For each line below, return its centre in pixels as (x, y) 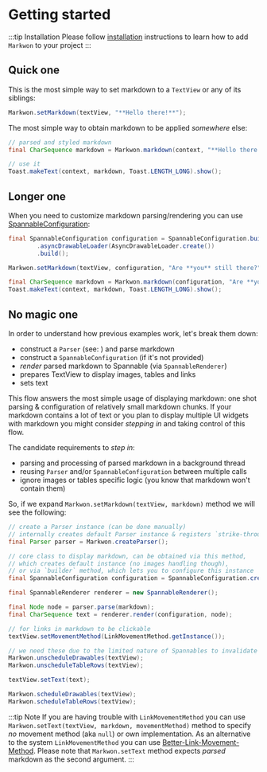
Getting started (60, 15)
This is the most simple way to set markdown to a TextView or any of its (125, 89)
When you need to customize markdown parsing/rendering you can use (126, 215)
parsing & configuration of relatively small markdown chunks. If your (120, 407)
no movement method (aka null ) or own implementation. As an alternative (130, 734)
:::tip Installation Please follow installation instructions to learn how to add (128, 37)
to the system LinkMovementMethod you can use (85, 742)
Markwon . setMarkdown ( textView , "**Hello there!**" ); (97, 112)
